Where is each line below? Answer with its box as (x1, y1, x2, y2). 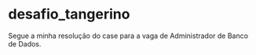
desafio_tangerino (8, 5, 130, 23)
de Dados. (8, 39, 42, 48)
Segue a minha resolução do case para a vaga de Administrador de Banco (8, 31, 249, 40)
